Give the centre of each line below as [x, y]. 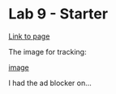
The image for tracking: [47, 51]
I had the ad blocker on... [50, 83]
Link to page [29, 36]
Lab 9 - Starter [58, 14]
